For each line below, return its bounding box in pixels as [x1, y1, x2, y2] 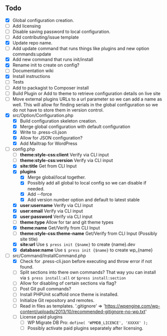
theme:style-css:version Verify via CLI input [19, 157, 113, 163]
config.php [12, 146, 35, 152]
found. [19, 264, 33, 270]
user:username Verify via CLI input [19, 202, 93, 208]
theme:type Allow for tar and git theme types [19, 219, 113, 225]
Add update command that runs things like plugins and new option [12, 45, 149, 51]
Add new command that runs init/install [12, 56, 93, 62]
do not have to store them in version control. [12, 107, 104, 113]
